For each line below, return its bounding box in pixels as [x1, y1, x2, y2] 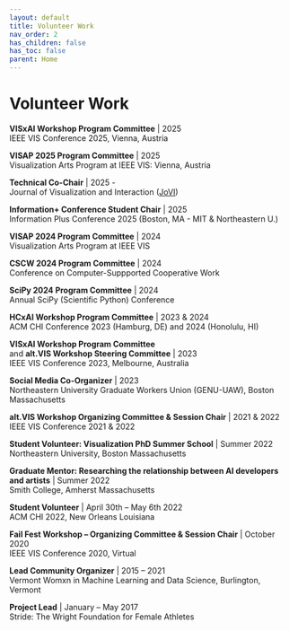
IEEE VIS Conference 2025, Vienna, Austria [9, 132, 169, 144]
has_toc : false [9, 47, 66, 56]
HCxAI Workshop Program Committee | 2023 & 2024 [9, 311, 209, 322]
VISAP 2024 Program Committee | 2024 [9, 231, 162, 241]
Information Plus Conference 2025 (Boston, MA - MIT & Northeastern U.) [9, 213, 279, 224]
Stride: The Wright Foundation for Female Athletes [9, 611, 195, 622]
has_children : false [9, 38, 87, 48]
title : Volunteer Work [9, 22, 94, 31]
